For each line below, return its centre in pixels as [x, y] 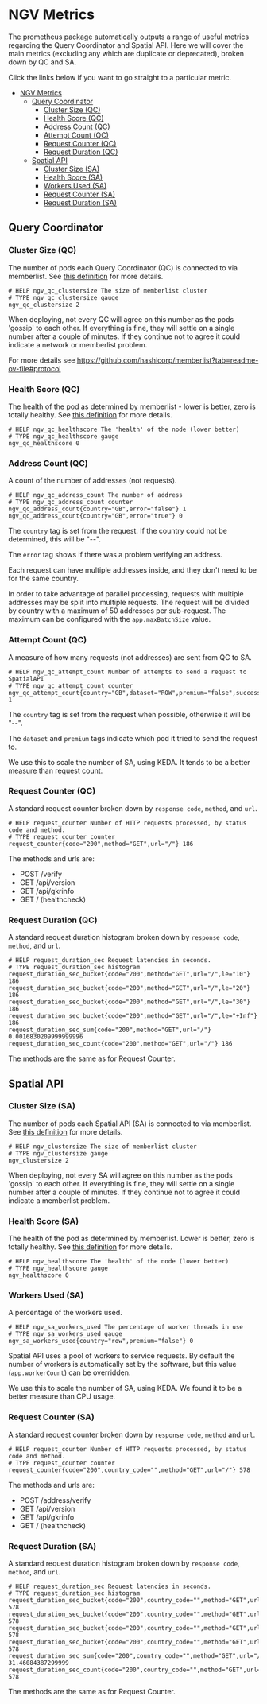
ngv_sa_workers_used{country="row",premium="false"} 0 [101, 1341]
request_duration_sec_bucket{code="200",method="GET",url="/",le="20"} [129, 988]
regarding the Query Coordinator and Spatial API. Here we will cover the [126, 45]
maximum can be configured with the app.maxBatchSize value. [110, 619]
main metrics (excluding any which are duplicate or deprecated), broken [126, 53]
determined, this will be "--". [55, 539]
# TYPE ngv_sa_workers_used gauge [66, 1334]
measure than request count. [56, 770]
